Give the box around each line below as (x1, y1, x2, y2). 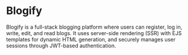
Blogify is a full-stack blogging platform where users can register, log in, (6, 23, 183, 30)
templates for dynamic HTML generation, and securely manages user (6, 36, 176, 43)
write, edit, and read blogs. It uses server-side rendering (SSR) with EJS (6, 29, 182, 36)
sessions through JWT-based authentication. (6, 42, 117, 49)
